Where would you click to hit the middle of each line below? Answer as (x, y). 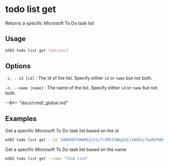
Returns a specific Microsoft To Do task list (50, 23)
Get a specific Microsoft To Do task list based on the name (66, 149)
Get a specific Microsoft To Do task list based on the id (62, 131)
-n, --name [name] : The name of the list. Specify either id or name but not (81, 88)
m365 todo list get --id (31, 140)
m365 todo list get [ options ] (37, 50)
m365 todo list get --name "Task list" (47, 159)
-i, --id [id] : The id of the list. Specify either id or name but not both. (79, 78)
